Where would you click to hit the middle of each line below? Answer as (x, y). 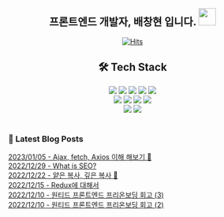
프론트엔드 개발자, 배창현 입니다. (123, 22)
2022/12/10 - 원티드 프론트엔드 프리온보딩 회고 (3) (86, 195)
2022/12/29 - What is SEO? (52, 166)
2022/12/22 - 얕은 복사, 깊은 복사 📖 (63, 175)
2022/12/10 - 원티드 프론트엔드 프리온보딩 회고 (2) (86, 204)
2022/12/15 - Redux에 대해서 (54, 185)
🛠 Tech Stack (133, 67)
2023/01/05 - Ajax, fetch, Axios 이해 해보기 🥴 (80, 157)
